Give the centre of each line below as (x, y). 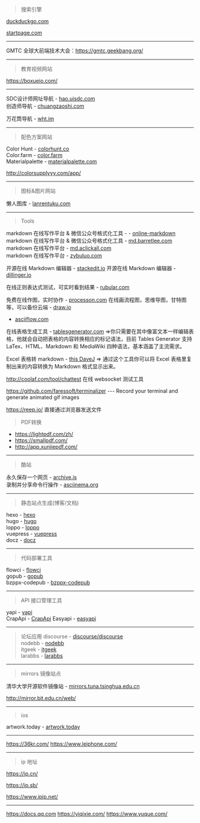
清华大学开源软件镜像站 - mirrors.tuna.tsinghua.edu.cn (73, 686)
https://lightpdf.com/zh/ (44, 434)
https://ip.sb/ (22, 785)
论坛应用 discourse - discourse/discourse (72, 636)
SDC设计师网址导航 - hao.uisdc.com (51, 98)
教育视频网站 (36, 69)
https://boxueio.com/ (32, 81)
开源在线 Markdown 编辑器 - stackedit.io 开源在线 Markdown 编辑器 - (91, 268)
